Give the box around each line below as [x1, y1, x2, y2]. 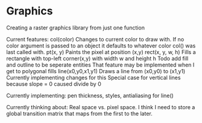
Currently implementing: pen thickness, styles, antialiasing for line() [6, 92, 174, 99]
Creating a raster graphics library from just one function [6, 24, 145, 31]
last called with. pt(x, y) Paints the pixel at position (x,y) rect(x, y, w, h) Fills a [6, 48, 196, 55]
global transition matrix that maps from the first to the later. [6, 110, 153, 117]
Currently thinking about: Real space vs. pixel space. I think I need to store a [6, 103, 195, 110]
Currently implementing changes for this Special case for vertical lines [6, 74, 181, 81]
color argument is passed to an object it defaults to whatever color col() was [6, 42, 196, 49]
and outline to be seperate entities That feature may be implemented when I [6, 61, 195, 68]
